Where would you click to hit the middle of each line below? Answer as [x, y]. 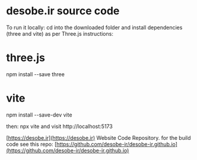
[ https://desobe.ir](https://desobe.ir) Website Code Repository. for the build [99, 137]
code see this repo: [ [31, 144]
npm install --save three [36, 74]
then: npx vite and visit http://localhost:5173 [59, 126]
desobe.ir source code [63, 11]
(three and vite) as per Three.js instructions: [60, 33]
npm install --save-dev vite [39, 115]
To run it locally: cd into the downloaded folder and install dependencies [94, 27]
